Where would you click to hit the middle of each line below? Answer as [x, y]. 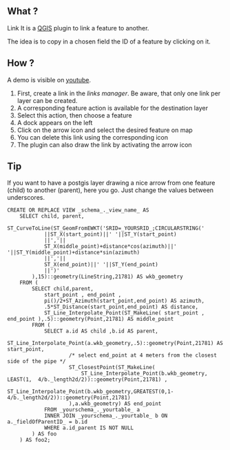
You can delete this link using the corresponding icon [93, 137]
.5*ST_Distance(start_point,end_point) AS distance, [121, 307]
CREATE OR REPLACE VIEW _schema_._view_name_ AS [78, 210]
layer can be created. [47, 100]
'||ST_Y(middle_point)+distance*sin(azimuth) [73, 253]
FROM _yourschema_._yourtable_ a [92, 410]
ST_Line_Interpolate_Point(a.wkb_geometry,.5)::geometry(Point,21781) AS [115, 344]
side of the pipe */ [37, 362]
